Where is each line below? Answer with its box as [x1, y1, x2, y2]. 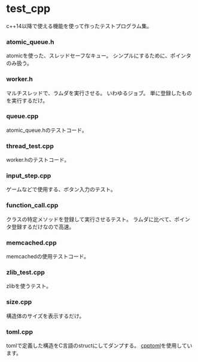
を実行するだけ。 [6, 96, 48, 104]
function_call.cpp [6, 201, 59, 210]
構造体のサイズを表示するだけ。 [6, 312, 85, 319]
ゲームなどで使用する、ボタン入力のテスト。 [6, 186, 117, 193]
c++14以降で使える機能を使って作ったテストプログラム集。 [6, 22, 153, 29]
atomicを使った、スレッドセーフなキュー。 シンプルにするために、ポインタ [6, 52, 191, 59]
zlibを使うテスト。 [6, 282, 52, 289]
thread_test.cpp [6, 141, 54, 150]
